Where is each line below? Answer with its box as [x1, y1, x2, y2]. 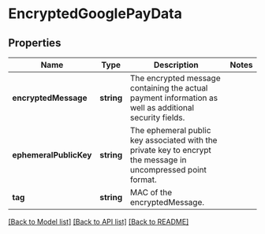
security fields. [129, 112, 185, 123]
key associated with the [129, 135, 218, 146]
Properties [8, 36, 62, 50]
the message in [129, 154, 187, 165]
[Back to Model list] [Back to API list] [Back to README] [8, 217, 189, 226]
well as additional [129, 102, 195, 113]
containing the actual [129, 83, 208, 93]
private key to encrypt [129, 145, 211, 155]
